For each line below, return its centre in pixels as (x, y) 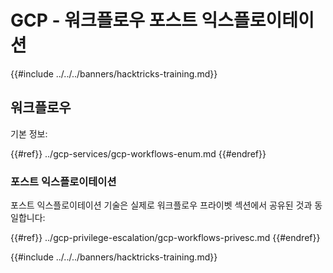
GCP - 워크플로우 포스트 (104, 20)
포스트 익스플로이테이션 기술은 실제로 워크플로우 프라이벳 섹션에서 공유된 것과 (161, 205)
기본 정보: (29, 133)
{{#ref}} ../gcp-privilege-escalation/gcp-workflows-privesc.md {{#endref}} (165, 238)
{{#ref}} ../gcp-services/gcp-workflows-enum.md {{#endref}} (138, 153)
